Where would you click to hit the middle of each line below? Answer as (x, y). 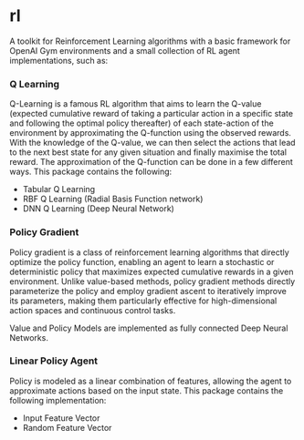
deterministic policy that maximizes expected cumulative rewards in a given (152, 271)
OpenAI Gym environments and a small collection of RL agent (125, 50)
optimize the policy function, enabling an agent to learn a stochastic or (142, 261)
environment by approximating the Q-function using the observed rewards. (151, 133)
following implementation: (58, 400)
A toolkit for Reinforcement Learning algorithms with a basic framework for (150, 41)
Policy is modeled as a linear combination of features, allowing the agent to (151, 381)
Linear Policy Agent (54, 361)
